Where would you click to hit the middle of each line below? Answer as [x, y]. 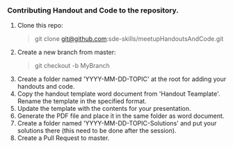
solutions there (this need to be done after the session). [97, 131]
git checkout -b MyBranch [72, 66]
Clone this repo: [40, 26]
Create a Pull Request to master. [63, 138]
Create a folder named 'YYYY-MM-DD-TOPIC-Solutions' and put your [117, 123]
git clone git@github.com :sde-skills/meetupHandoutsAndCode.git [129, 39]
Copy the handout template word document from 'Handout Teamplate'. [119, 94]
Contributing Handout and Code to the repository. [93, 10]
